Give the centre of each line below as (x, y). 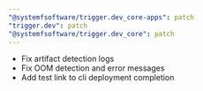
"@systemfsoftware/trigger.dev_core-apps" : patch (101, 17)
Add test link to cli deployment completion (98, 78)
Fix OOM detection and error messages (93, 68)
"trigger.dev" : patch (48, 26)
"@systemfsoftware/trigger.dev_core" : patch (91, 34)
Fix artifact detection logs (68, 59)
